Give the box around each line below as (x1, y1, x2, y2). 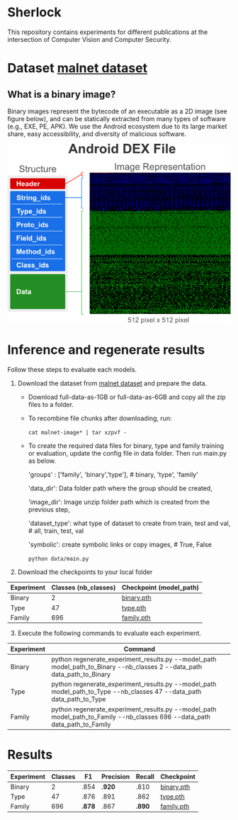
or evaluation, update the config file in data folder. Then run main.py (28, 449, 227, 457)
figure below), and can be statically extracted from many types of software (7, 114, 226, 123)
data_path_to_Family (51, 720, 111, 729)
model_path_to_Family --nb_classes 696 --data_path (51, 712, 211, 721)
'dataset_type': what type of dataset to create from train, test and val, (28, 519, 231, 527)
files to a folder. (28, 400, 74, 408)
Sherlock (7, 4, 62, 21)
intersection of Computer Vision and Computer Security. (7, 35, 171, 43)
